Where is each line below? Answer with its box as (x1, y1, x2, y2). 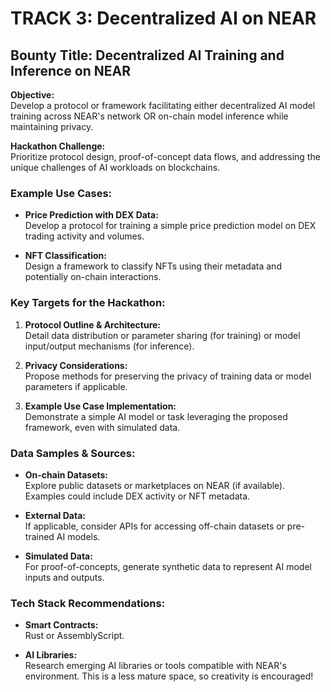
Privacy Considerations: (24, 359, 128, 371)
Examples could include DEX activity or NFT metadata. (24, 490, 251, 502)
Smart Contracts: (24, 619, 99, 631)
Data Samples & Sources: (10, 446, 136, 460)
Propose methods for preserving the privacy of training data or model (24, 370, 312, 382)
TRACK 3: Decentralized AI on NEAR (10, 7, 317, 30)
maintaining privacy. (10, 121, 94, 132)
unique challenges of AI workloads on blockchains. (10, 162, 221, 173)
